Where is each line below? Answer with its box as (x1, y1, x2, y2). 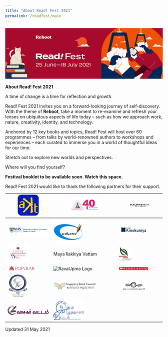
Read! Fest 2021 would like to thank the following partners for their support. (5, 183, 160, 189)
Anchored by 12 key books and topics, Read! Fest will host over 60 (5, 128, 142, 134)
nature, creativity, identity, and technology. (5, 119, 93, 125)
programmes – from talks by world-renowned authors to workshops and (5, 134, 154, 140)
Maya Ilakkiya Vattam (53, 250, 97, 257)
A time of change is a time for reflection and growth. (5, 93, 113, 99)
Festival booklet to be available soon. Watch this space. (5, 173, 123, 179)
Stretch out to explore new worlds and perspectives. (5, 154, 113, 160)
